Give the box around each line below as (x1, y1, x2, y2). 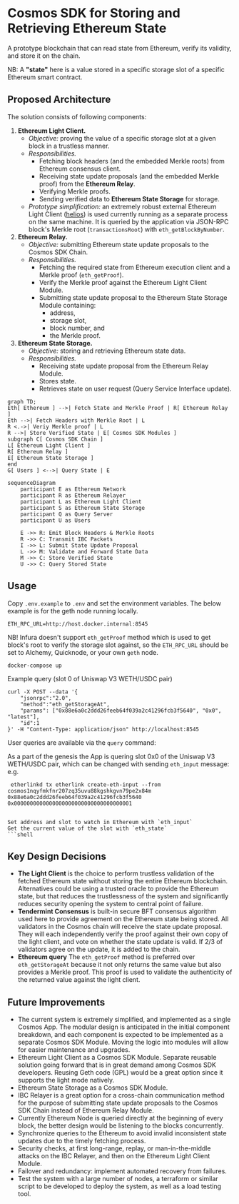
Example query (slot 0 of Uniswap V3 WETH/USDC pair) (7, 674, 173, 683)
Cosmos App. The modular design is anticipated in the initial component (17, 1023, 230, 1031)
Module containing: (39, 301, 96, 309)
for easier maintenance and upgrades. (17, 1045, 131, 1054)
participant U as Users (20, 516, 91, 524)
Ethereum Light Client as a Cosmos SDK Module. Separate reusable (17, 1053, 217, 1062)
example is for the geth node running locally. (7, 606, 138, 615)
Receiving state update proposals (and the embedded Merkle (39, 171, 220, 180)
